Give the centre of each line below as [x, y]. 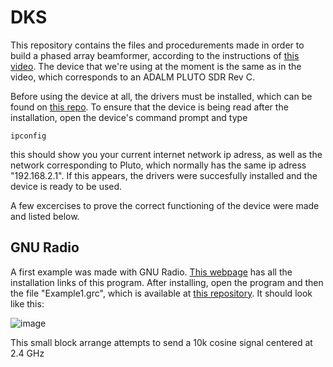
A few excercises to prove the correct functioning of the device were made [165, 205]
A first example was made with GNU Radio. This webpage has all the [151, 272]
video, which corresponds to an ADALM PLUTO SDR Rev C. [132, 77]
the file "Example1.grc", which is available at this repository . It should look [161, 293]
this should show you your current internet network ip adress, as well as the [166, 154]
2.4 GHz [27, 353]
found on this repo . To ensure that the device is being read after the [149, 107]
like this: [27, 303]
